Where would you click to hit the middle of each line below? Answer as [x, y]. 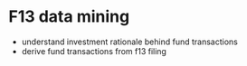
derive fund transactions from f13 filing [94, 51]
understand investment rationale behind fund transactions [130, 42]
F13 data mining [69, 17]
